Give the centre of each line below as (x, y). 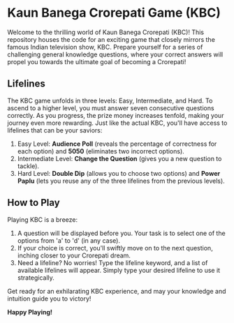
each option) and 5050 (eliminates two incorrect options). (101, 151)
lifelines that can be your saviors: (55, 130)
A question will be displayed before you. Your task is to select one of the (121, 233)
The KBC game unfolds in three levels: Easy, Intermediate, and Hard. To (110, 100)
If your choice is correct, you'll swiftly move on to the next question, (115, 248)
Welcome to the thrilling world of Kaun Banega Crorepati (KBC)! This (106, 32)
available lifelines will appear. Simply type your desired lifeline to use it (119, 270)
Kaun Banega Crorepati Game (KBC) (114, 13)
